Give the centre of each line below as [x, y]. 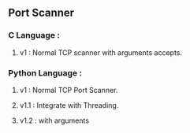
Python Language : [45, 72]
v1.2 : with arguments [54, 120]
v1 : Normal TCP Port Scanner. [69, 90]
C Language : [34, 35]
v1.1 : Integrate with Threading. [69, 105]
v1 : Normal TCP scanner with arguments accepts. [101, 52]
